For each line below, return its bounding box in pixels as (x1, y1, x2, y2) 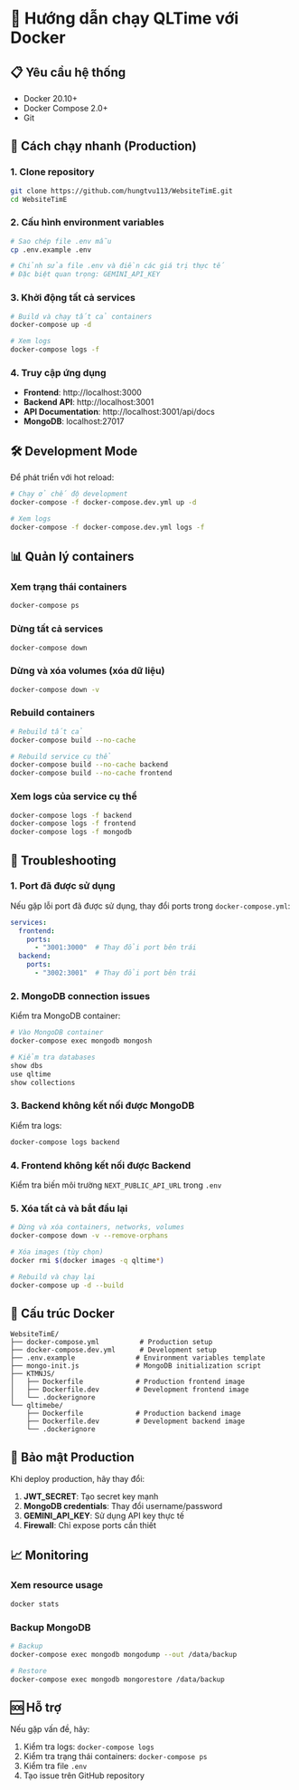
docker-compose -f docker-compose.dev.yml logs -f (10, 523, 205, 532)
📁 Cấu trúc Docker (10, 1305, 116, 1321)
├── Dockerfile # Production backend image (26, 1409, 242, 1419)
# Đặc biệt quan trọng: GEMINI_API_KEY (10, 270, 161, 279)
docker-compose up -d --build (10, 1281, 125, 1290)
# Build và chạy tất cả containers (10, 312, 153, 321)
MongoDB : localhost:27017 (23, 416, 125, 427)
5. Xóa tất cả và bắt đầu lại (10, 1202, 128, 1215)
